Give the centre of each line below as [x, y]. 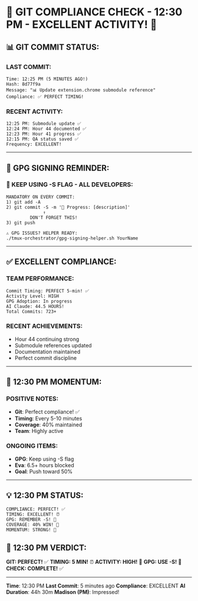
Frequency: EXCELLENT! [34, 144]
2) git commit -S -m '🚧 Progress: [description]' [68, 207]
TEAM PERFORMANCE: [40, 278]
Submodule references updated [53, 345]
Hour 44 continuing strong [47, 339]
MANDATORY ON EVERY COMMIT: [41, 197]
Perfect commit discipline [46, 358]
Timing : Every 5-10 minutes [48, 418]
